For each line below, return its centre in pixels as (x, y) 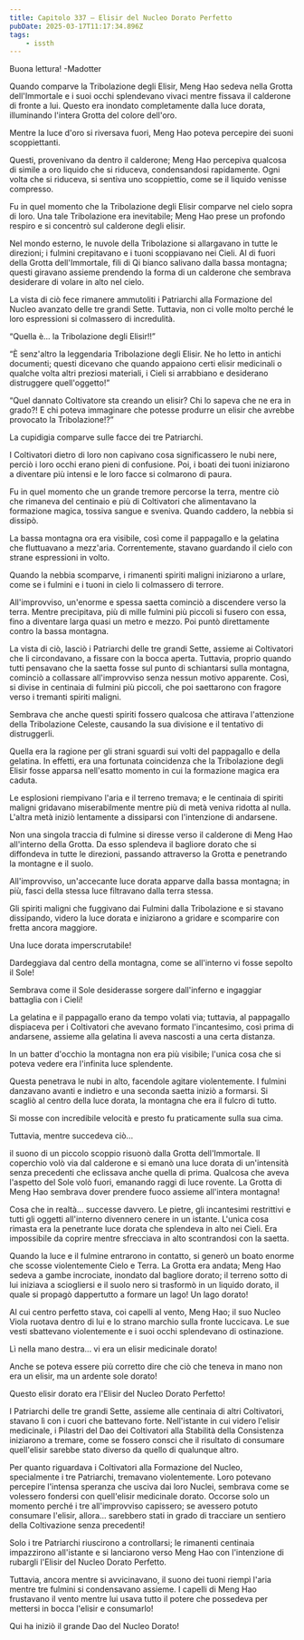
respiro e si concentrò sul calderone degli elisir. (97, 226)
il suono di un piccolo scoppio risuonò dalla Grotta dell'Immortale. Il (135, 1154)
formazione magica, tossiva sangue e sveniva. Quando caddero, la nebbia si (152, 511)
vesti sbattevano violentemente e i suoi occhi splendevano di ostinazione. (147, 1332)
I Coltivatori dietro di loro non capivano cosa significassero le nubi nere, (143, 455)
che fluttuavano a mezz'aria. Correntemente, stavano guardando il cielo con (151, 548)
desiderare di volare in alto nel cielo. (77, 282)
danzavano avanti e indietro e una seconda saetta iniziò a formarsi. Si (139, 1091)
